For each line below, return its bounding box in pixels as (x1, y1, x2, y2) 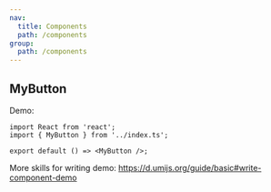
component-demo (9, 172, 77, 183)
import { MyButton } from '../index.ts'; (9, 130, 169, 139)
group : (9, 38, 35, 48)
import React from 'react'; (9, 122, 116, 132)
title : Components (17, 22, 88, 31)
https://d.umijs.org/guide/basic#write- (117, 162, 262, 173)
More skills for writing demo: (9, 162, 116, 173)
